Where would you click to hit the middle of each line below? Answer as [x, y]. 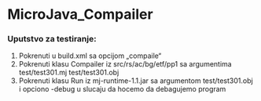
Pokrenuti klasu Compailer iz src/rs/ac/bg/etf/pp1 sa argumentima [125, 64]
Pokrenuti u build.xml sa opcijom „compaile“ [90, 56]
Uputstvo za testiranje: [52, 39]
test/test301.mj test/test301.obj [69, 73]
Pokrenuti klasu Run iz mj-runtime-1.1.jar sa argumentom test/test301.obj [136, 81]
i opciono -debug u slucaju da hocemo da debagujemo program [122, 89]
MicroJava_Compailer [81, 14]
